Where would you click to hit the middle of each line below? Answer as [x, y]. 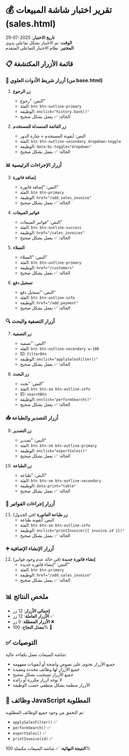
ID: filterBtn [33, 354]
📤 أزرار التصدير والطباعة [32, 418]
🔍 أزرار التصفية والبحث [30, 321]
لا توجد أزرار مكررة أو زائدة [37, 680]
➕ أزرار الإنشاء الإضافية [30, 548]
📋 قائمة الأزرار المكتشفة [39, 64]
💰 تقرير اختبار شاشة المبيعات [59, 10]
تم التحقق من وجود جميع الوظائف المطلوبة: [45, 712]
